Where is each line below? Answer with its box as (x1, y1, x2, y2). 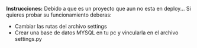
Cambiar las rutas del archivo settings (14, 23, 108, 30)
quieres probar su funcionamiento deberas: (6, 11, 112, 18)
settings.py (14, 36, 43, 42)
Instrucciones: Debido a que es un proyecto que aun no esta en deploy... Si (6, 5, 191, 12)
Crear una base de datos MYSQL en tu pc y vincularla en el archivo (14, 29, 179, 36)
